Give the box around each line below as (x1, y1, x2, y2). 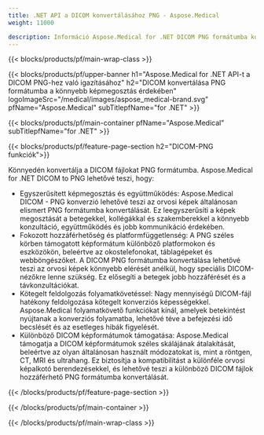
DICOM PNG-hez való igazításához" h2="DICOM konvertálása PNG (8, 78, 226, 87)
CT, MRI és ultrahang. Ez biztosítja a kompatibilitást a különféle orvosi (19, 356, 245, 365)
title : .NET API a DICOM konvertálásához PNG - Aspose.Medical (8, 11, 220, 20)
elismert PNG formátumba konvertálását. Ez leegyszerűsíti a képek (19, 206, 236, 215)
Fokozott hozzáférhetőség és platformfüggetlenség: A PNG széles (19, 231, 234, 240)
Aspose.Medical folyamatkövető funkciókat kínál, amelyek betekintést (19, 305, 246, 315)
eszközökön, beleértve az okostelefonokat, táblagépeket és (19, 247, 213, 257)
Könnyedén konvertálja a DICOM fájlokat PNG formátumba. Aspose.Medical (8, 166, 253, 175)
